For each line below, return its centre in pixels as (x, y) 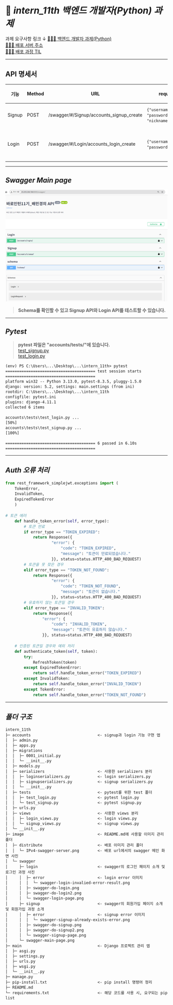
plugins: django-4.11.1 (31, 402)
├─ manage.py (19, 977)
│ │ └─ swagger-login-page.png (45, 898)
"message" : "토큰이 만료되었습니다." (96, 554)
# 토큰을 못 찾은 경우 (44, 564)
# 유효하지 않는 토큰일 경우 (49, 602)
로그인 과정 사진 (20, 872)
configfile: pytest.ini (31, 397)
